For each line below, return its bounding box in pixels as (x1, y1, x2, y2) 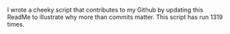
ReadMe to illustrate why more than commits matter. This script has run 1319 (7, 13, 223, 21)
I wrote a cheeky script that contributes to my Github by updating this (7, 6, 204, 14)
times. (7, 20, 25, 28)
